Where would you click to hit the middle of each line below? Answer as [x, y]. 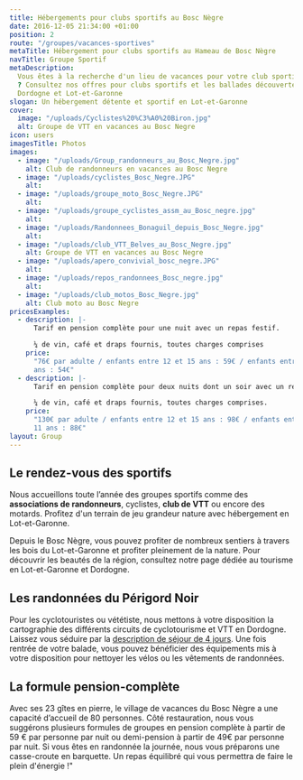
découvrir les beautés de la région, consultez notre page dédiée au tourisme [151, 560]
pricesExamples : [40, 311]
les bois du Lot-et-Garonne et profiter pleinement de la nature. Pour [135, 551]
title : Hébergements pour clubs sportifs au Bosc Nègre [116, 18]
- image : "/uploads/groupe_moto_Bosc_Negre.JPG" [110, 194]
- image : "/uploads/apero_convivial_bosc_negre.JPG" [119, 261]
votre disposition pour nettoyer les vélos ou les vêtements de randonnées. [147, 658]
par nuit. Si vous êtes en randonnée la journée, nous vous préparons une [145, 747]
